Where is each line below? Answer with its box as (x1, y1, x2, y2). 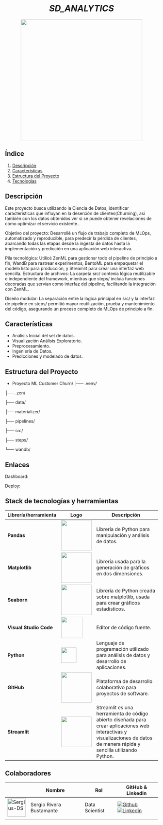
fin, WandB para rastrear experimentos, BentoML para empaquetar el (5, 260, 143, 266)
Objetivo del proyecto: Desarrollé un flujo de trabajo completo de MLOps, (5, 230, 151, 236)
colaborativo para (96, 684, 137, 691)
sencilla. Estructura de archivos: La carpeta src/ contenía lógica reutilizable (5, 271, 155, 276)
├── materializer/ (5, 409, 40, 415)
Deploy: (5, 483, 21, 489)
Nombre (46, 787, 65, 793)
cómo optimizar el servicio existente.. (5, 220, 80, 226)
